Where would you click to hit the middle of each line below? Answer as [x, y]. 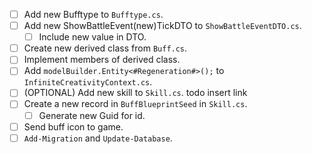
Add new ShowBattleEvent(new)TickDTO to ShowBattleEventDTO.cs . [162, 26]
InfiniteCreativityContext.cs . [88, 82]
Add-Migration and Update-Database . [98, 138]
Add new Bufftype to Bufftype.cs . [93, 14]
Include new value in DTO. [92, 37]
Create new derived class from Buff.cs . [105, 48]
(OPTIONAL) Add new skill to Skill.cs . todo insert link [135, 93]
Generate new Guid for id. [92, 115]
